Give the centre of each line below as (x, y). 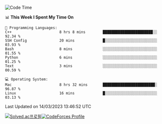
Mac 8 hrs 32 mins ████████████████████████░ (81, 85)
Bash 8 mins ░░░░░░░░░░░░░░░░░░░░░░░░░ (81, 49)
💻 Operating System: (27, 79)
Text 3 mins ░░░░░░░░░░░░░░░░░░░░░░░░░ (81, 66)
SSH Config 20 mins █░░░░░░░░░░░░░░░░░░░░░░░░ (81, 41)
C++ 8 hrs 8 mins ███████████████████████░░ (81, 32)
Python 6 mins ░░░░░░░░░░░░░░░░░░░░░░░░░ (81, 58)
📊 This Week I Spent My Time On (39, 17)
